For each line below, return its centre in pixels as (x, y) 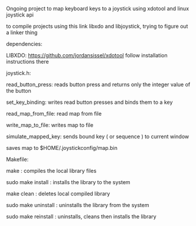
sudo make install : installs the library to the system (68, 182)
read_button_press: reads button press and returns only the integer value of (98, 84)
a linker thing (22, 32)
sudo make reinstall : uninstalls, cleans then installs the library (81, 217)
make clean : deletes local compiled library (58, 194)
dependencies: (24, 44)
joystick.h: (19, 73)
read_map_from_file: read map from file (54, 114)
